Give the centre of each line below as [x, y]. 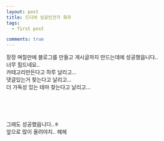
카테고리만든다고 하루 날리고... [41, 72]
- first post [28, 28]
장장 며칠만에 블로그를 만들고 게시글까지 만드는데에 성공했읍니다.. [82, 57]
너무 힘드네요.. [23, 65]
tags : [13, 23]
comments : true [25, 40]
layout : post [22, 12]
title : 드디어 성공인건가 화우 [39, 17]
